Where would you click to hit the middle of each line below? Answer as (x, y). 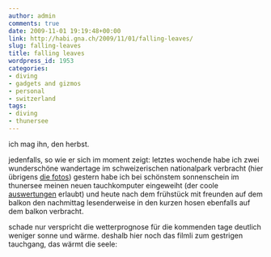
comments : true (34, 23)
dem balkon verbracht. (46, 211)
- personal (27, 91)
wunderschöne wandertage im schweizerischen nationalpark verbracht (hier (136, 168)
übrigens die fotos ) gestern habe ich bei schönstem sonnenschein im (124, 177)
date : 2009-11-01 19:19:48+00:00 (65, 31)
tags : (17, 106)
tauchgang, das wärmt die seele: (63, 244)
